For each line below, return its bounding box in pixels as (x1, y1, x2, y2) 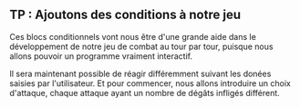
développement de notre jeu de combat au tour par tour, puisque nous (9, 41, 274, 52)
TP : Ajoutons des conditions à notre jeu (9, 7, 242, 23)
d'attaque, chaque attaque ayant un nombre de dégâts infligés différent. (9, 87, 280, 98)
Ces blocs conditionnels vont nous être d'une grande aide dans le (9, 31, 257, 42)
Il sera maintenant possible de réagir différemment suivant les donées (9, 68, 272, 79)
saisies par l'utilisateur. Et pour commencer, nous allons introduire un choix (9, 77, 292, 89)
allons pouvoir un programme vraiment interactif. (9, 50, 193, 62)
